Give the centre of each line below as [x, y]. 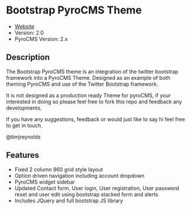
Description [28, 57]
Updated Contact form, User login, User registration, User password [97, 188]
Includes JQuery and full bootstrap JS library [69, 201]
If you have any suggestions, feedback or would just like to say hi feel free [96, 119]
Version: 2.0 [29, 32]
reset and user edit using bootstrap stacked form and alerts [86, 194]
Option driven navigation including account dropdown [79, 175]
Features [23, 155]
